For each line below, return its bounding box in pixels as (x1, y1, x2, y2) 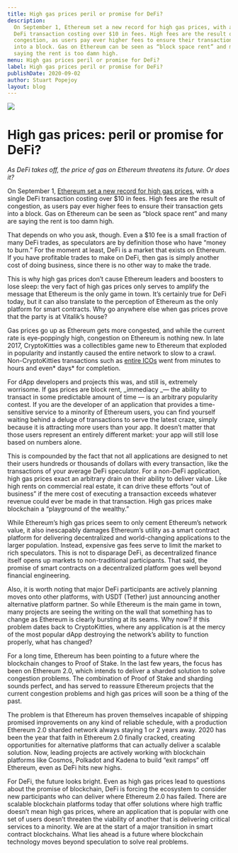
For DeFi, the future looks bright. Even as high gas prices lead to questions (7, 777, 225, 786)
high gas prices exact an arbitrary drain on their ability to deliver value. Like (7, 474, 227, 483)
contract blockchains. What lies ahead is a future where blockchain (7, 830, 203, 839)
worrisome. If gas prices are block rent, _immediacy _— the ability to (7, 385, 208, 394)
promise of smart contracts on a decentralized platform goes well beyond (7, 564, 222, 572)
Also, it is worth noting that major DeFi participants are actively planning (7, 585, 217, 594)
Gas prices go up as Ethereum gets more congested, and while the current (7, 326, 225, 335)
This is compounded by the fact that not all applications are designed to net (7, 452, 228, 460)
